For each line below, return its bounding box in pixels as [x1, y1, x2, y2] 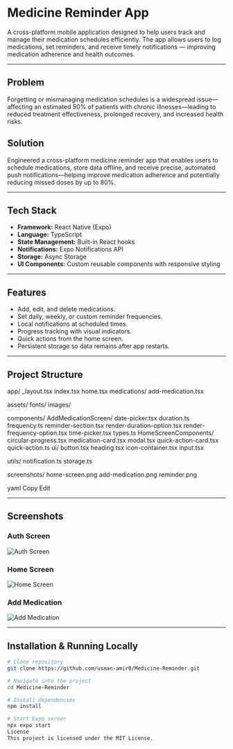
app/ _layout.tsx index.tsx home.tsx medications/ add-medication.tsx [7, 387, 205, 395]
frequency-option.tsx [7, 429, 68, 437]
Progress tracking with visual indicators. [17, 327, 132, 336]
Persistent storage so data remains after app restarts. [17, 342, 170, 350]
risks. [7, 117, 23, 126]
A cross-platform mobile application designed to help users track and [7, 28, 206, 36]
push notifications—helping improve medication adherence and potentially [7, 170, 220, 179]
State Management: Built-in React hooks [17, 238, 135, 246]
